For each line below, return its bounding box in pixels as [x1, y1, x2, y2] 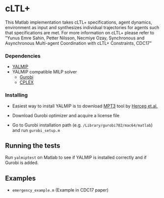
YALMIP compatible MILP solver [12, 69, 77, 75]
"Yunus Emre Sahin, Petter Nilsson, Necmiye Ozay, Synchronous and [5, 35, 145, 41]
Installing [5, 92, 28, 99]
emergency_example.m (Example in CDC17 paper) [12, 187, 109, 193]
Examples [5, 174, 36, 182]
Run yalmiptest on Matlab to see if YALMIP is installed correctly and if [5, 155, 147, 161]
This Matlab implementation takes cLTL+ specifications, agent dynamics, [5, 19, 152, 25]
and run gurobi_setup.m [12, 127, 60, 133]
